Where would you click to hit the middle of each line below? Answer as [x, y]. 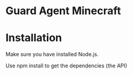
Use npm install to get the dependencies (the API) [66, 66]
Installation [34, 38]
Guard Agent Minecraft [63, 11]
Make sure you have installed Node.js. [52, 54]
